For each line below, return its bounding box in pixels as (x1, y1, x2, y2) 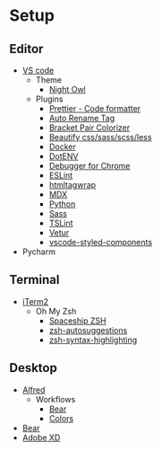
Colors (48, 412, 74, 423)
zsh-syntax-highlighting (48, 334, 138, 345)
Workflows (35, 394, 76, 404)
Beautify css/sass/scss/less (48, 132, 152, 142)
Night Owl (48, 84, 87, 94)
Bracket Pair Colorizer (48, 122, 131, 133)
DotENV (48, 151, 79, 162)
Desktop (9, 360, 58, 376)
